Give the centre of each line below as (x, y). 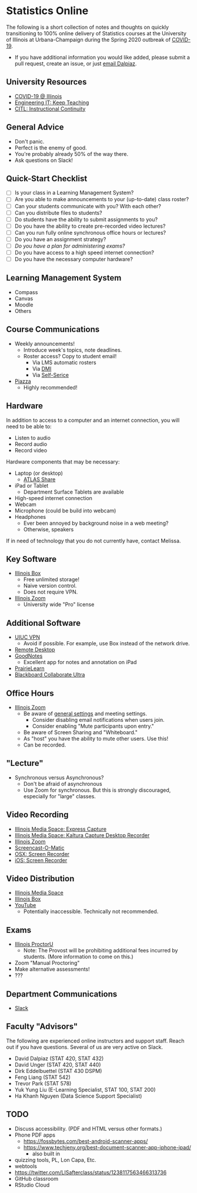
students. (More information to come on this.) (78, 957)
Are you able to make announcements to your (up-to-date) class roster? (102, 199)
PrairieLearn (30, 668)
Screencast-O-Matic (39, 848)
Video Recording (37, 815)
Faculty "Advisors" (42, 1027)
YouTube (25, 905)
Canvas (24, 298)
